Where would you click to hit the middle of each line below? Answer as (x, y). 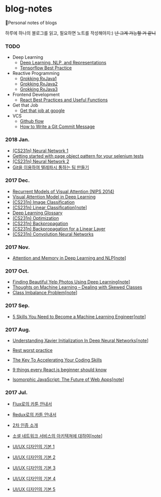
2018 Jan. (17, 140)
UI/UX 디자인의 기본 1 (33, 447)
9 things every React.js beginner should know (59, 370)
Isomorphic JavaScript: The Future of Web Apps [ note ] (68, 380)
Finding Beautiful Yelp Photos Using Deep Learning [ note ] (71, 282)
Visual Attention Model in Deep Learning (54, 197)
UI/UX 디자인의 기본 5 (34, 489)
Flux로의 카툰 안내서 (32, 404)
